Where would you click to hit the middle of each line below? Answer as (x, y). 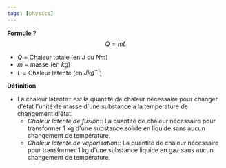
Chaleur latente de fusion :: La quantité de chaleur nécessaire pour (121, 121)
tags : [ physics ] (30, 13)
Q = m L (116, 44)
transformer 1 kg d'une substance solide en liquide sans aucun (116, 128)
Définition (22, 86)
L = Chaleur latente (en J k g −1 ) (59, 72)
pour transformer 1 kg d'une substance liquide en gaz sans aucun (120, 150)
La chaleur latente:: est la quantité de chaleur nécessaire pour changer (117, 99)
